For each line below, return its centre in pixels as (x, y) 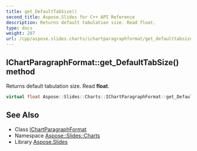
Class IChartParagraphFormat (50, 129)
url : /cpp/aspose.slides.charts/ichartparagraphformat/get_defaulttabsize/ (101, 39)
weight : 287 (21, 33)
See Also (23, 115)
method (21, 72)
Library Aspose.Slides (41, 142)
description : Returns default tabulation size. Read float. (81, 22)
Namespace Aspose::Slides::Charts (57, 135)
